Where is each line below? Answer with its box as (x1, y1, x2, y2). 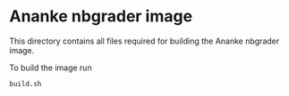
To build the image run (9, 62, 92, 73)
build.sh (9, 79, 42, 88)
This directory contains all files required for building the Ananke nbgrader (9, 36, 280, 46)
